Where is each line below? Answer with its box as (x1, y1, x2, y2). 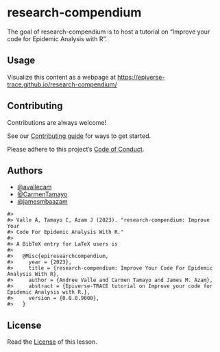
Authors (7, 165, 43, 176)
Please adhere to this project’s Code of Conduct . (7, 145, 145, 153)
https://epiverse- (117, 73, 165, 81)
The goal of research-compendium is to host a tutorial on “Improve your (7, 27, 210, 36)
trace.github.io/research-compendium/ (7, 80, 118, 89)
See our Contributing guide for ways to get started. (7, 132, 151, 140)
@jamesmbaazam (16, 198, 68, 206)
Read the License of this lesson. (7, 338, 97, 346)
